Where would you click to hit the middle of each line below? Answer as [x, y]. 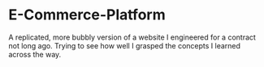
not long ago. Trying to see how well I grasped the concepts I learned [125, 45]
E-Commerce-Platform [87, 15]
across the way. [35, 54]
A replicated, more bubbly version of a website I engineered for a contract [132, 37]
